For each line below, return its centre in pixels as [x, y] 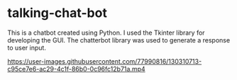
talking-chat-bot [57, 13]
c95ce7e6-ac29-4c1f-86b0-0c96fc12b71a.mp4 [76, 69]
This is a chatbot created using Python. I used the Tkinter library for [106, 33]
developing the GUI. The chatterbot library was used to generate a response [119, 40]
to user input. [27, 47]
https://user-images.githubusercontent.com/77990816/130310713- [105, 61]
